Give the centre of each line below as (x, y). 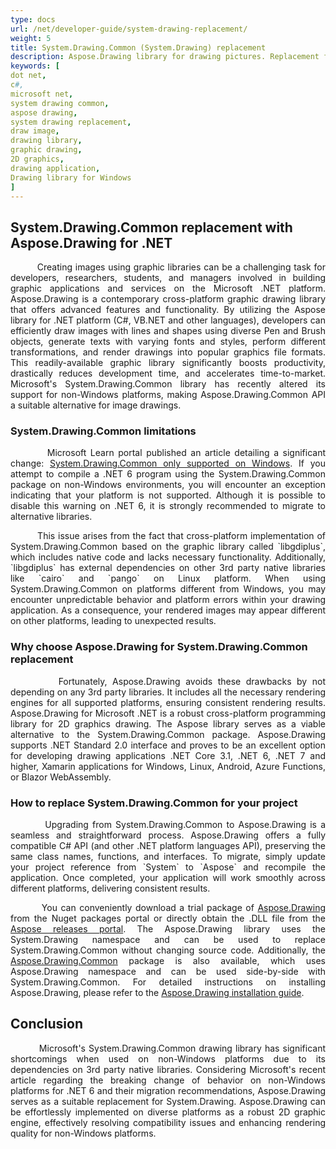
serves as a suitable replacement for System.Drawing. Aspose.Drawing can (168, 1101)
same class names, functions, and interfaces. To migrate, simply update (168, 857)
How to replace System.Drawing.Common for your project (154, 803)
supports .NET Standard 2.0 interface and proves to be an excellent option (168, 745)
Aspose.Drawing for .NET (91, 242)
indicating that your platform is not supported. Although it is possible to (168, 495)
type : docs (33, 19)
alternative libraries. (51, 517)
